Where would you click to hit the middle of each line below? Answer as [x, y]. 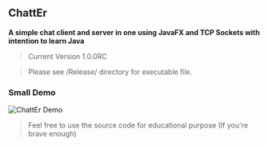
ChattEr [28, 13]
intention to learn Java [46, 41]
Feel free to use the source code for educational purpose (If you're [138, 125]
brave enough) [52, 134]
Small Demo [32, 93]
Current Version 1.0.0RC [68, 56]
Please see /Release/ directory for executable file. [110, 72]
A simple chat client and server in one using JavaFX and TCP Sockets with [134, 32]
